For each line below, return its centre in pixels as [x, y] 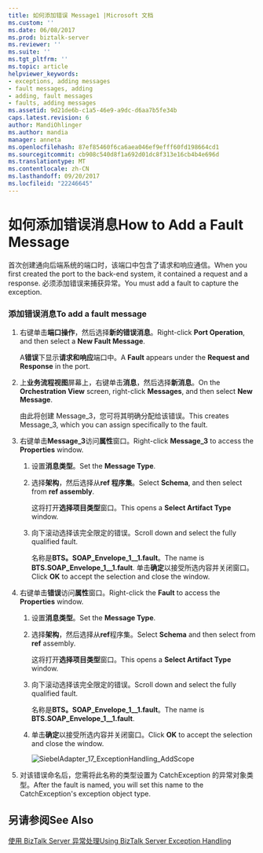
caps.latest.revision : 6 [49, 118]
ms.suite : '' [29, 52]
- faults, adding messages [52, 103]
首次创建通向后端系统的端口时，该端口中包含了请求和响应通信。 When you [128, 265]
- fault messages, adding [50, 88]
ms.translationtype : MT [47, 162]
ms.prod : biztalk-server [49, 37]
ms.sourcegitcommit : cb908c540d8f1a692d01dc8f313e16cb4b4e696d [114, 154]
